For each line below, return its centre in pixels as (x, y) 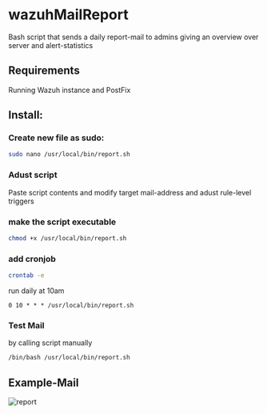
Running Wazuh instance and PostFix (70, 90)
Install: (26, 115)
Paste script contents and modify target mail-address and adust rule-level (130, 192)
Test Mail (27, 325)
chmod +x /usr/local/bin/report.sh (68, 238)
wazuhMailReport (69, 15)
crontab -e (26, 275)
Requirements (44, 71)
